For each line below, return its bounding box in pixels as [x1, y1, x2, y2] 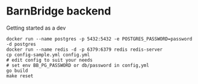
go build [6, 68, 28, 74]
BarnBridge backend [6, 4, 111, 18]
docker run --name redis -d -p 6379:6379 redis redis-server [6, 47, 163, 53]
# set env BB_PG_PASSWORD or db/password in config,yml [6, 62, 149, 68]
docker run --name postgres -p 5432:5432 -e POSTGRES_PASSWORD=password [6, 36, 193, 42]
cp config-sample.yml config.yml [6, 51, 90, 58]
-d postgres [6, 41, 36, 47]
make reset [6, 73, 34, 79]
